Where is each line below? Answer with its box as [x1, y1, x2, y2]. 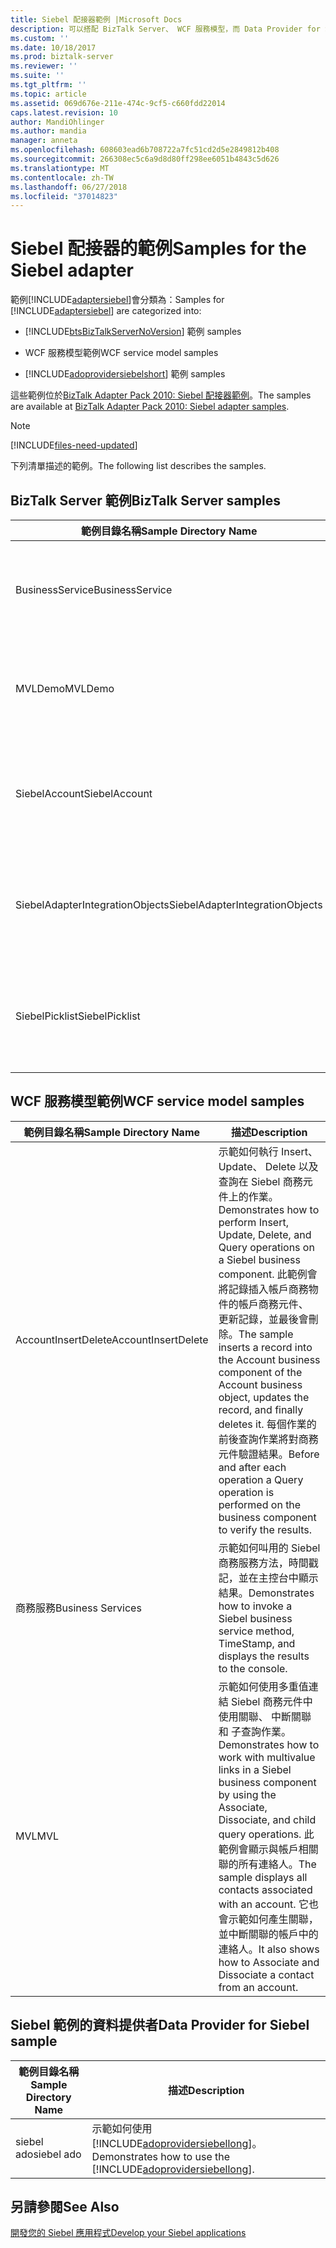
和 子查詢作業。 [218, 1724, 292, 1738]
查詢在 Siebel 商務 [218, 1174, 303, 1188]
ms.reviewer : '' [10, 61, 78, 71]
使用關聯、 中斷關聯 [218, 1709, 312, 1723]
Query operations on [218, 1240, 315, 1254]
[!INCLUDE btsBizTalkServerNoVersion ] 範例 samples [24, 326, 242, 338]
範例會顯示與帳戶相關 [218, 1842, 319, 1856]
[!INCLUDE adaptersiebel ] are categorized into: [10, 305, 202, 317]
